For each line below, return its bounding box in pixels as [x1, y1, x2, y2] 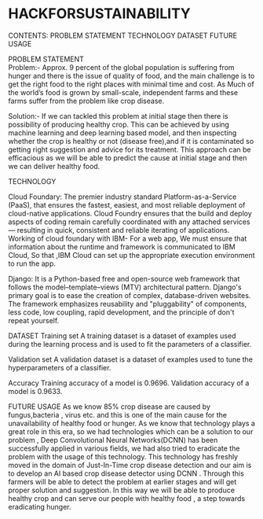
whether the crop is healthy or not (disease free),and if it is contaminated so [8, 136, 254, 145]
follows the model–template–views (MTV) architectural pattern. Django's [8, 282, 242, 292]
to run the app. [8, 259, 57, 268]
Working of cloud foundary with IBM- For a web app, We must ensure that [8, 234, 247, 243]
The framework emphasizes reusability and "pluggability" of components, [8, 299, 247, 308]
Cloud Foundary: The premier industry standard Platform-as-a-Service [8, 192, 237, 201]
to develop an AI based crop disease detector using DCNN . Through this [8, 469, 245, 478]
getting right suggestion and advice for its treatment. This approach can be [8, 145, 251, 154]
